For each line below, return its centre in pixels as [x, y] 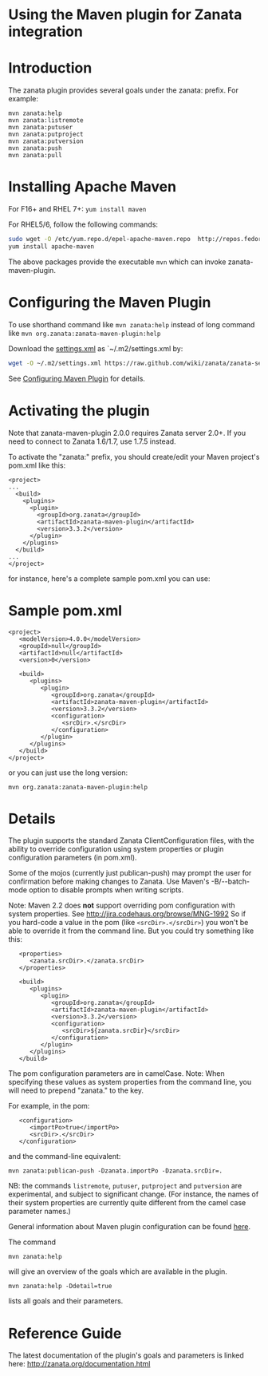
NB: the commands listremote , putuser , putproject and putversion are [125, 1186]
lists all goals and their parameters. [66, 1301]
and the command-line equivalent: [65, 1157]
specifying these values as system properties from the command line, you [130, 1082]
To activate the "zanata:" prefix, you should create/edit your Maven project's [134, 457]
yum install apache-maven [51, 246]
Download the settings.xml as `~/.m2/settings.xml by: [96, 348]
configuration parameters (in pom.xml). [73, 858]
